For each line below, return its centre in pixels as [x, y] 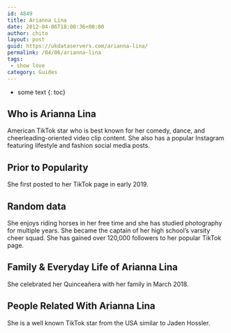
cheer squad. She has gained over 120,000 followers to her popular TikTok [114, 237]
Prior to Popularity [48, 167]
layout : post [26, 40]
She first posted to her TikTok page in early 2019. [78, 184]
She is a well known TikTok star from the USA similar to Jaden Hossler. [109, 323]
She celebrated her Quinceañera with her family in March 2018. [98, 284]
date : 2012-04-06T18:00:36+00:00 [56, 27]
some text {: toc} [42, 92]
